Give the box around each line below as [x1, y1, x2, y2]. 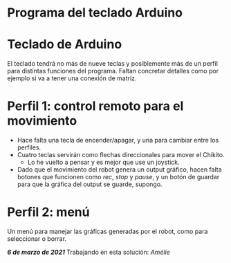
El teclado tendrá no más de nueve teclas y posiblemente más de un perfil [7, 60, 218, 68]
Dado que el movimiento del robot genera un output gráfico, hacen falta [17, 165, 223, 174]
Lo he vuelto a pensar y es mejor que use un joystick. [27, 158, 180, 167]
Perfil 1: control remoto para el [7, 98, 184, 114]
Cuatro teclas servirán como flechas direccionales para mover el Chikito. [17, 151, 225, 159]
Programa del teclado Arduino [7, 5, 183, 21]
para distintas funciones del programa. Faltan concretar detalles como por [7, 67, 219, 75]
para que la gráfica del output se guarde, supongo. [17, 180, 163, 188]
